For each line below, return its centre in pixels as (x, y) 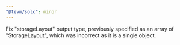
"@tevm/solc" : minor (32, 12)
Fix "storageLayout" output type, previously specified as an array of (90, 29)
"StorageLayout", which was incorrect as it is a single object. (81, 35)
